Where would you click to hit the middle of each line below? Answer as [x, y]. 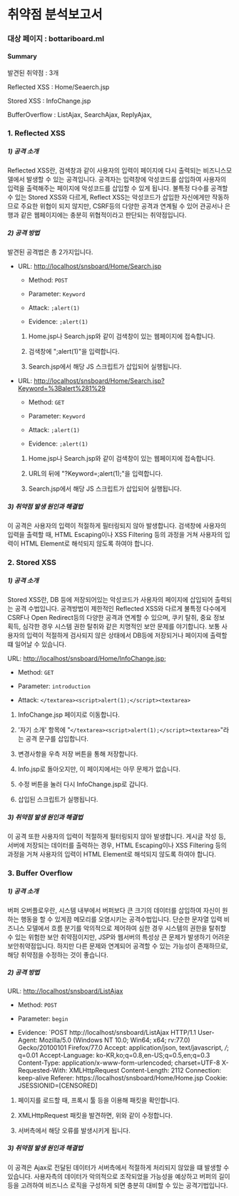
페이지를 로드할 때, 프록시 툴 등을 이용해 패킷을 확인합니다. [98, 1100]
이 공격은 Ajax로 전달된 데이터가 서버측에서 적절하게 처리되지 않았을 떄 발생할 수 [118, 1167]
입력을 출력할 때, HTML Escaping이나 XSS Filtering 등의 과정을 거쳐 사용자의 [115, 535]
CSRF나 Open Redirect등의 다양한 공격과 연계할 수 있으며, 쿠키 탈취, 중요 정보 [116, 618]
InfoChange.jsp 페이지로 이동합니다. [68, 715]
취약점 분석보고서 [55, 15]
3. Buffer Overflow [40, 873]
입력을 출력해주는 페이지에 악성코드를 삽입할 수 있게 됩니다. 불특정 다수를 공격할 [118, 188]
